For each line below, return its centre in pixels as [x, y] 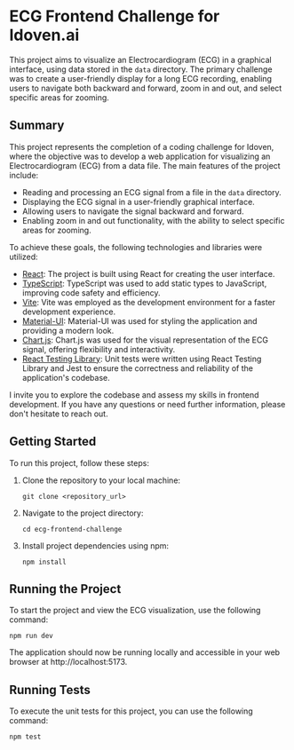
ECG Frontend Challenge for [115, 16]
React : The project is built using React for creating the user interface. [148, 273]
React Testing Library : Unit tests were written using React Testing [142, 359]
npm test [25, 737]
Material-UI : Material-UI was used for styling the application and [139, 320]
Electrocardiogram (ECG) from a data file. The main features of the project [145, 165]
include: [24, 175]
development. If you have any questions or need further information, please [147, 404]
